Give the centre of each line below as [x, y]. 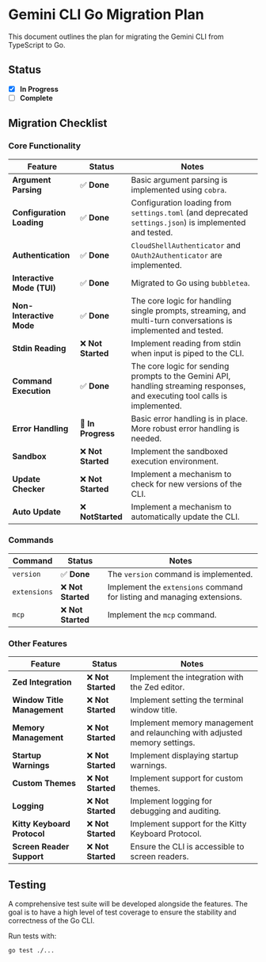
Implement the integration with [187, 678]
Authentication [41, 255]
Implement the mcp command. [162, 614]
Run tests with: [32, 936]
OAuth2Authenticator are [177, 255]
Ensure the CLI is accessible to [187, 847]
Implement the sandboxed [179, 451]
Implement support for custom [187, 778]
